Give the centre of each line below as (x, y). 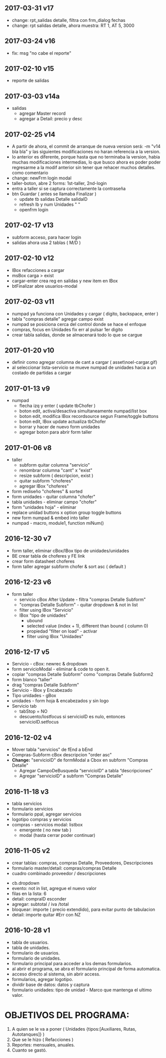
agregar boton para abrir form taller (56, 432)
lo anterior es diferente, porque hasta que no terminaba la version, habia (86, 157)
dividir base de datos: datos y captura (51, 984)
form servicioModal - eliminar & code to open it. (61, 669)
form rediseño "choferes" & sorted (47, 491)
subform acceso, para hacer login (46, 237)
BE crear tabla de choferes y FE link (48, 556)
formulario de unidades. (36, 958)
